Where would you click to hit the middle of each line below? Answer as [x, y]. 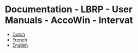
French [20, 40]
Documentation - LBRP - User [69, 9]
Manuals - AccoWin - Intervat [69, 20]
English [20, 45]
